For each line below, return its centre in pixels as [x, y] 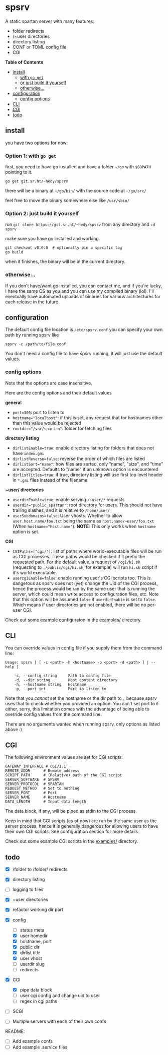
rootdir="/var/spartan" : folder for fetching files [62, 428]
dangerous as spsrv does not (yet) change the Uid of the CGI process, [85, 583]
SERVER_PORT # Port [31, 793]
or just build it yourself [43, 83]
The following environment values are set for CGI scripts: [64, 757]
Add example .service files [40, 1047]
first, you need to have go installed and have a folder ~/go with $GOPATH [78, 167]
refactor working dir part [38, 910]
